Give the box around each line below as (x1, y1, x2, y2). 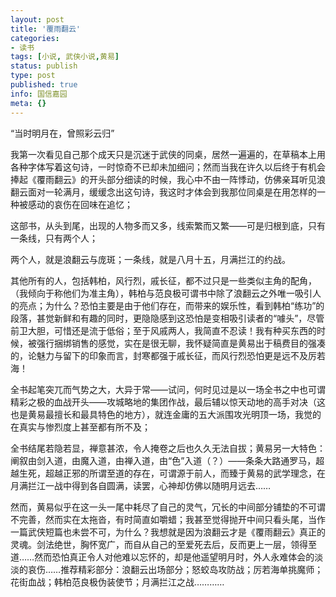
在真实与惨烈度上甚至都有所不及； (10, 421, 151, 433)
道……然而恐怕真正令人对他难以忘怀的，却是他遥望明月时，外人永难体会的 (10, 551, 315, 563)
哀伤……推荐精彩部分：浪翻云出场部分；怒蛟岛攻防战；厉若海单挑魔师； (27, 563, 324, 575)
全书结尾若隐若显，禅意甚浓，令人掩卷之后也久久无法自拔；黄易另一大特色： (10, 442, 326, 454)
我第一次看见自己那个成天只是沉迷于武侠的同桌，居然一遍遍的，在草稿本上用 (10, 148, 326, 160)
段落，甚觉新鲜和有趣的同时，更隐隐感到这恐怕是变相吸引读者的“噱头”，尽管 (10, 312, 325, 324)
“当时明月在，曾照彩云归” (10, 127, 115, 139)
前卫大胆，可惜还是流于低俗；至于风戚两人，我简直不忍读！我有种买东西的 (10, 324, 317, 336)
